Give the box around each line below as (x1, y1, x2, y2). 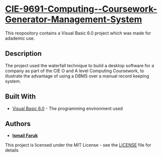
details (5, 147, 19, 153)
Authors (5, 119, 31, 128)
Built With (5, 92, 36, 101)
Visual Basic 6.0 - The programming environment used (12, 105, 123, 111)
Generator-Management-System (5, 14, 142, 25)
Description (5, 50, 42, 58)
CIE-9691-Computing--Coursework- (5, 3, 157, 15)
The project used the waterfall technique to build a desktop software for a (5, 62, 155, 68)
